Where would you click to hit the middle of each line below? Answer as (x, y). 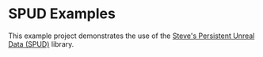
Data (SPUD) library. (41, 44)
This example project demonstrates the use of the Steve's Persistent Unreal (131, 36)
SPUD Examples (62, 14)
